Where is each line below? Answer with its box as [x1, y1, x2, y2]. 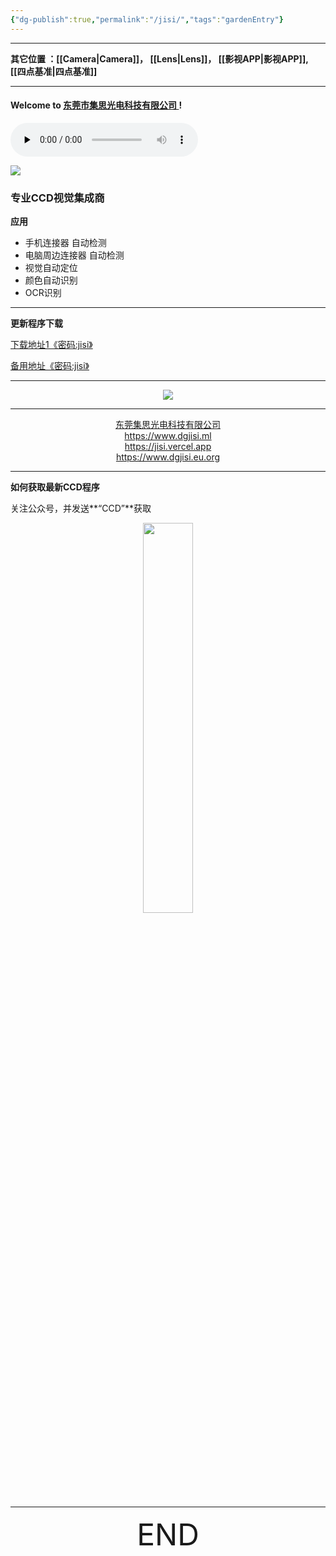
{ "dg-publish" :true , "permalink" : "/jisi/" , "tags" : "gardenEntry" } [10, 14, 284, 25]
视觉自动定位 [24, 262, 78, 274]
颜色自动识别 [24, 274, 78, 286]
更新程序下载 [10, 317, 63, 330]
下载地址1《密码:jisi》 [10, 339, 93, 351]
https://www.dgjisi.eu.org [115, 451, 221, 463]
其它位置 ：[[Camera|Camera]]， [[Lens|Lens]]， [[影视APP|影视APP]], [10, 52, 309, 65]
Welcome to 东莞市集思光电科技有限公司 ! [10, 99, 183, 111]
